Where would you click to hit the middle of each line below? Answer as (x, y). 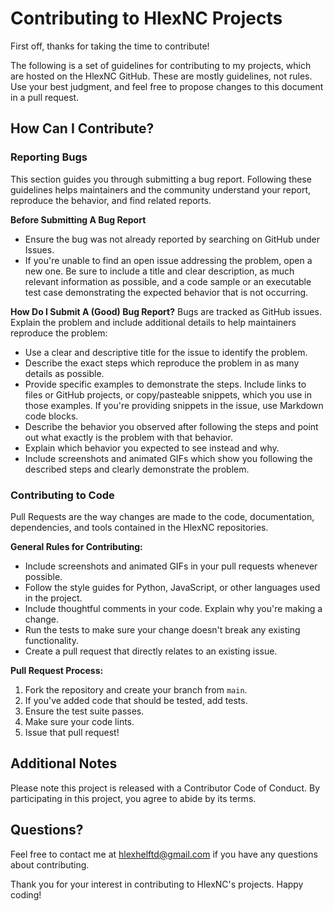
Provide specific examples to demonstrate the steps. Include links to (165, 384)
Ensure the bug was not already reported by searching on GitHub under (172, 239)
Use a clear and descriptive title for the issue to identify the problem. (166, 352)
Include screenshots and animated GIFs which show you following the (168, 458)
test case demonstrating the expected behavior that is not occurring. (166, 292)
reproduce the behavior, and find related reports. (111, 200)
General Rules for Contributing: (76, 546)
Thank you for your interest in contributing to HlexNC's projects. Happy (157, 884)
